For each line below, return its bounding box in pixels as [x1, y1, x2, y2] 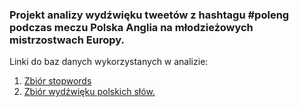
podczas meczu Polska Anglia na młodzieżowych [9, 20, 254, 34]
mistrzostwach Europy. [9, 33, 125, 47]
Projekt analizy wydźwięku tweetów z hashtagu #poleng [9, 8, 290, 22]
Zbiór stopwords [23, 75, 92, 87]
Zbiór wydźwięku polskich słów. [23, 86, 156, 98]
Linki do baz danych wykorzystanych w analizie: [9, 56, 209, 68]
